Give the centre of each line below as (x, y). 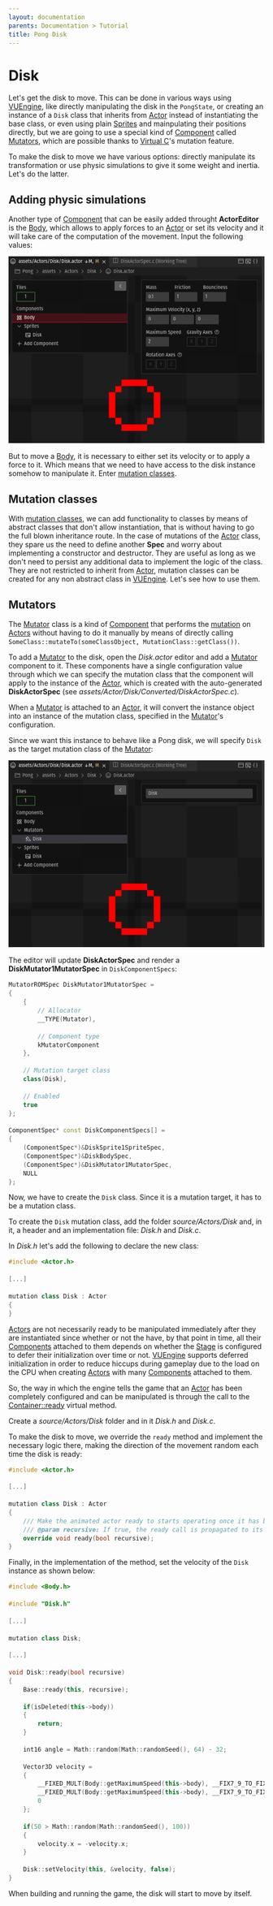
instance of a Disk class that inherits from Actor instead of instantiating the (133, 115)
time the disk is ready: (45, 1454)
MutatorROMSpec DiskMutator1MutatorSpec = (81, 985)
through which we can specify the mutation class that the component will (131, 675)
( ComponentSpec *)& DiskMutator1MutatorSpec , (98, 1165)
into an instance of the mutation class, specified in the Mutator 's (116, 716)
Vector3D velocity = (58, 1766)
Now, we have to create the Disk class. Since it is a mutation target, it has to (135, 1197)
